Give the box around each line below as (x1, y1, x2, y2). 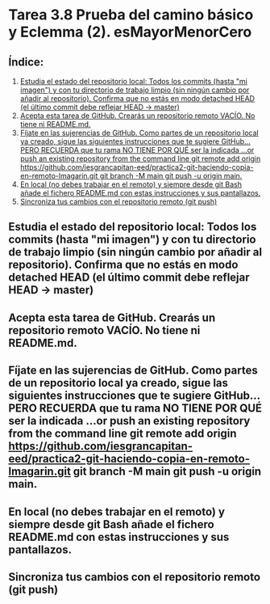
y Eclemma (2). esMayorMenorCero (8, 23, 252, 41)
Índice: (8, 55, 44, 69)
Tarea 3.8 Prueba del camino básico (8, 6, 254, 24)
